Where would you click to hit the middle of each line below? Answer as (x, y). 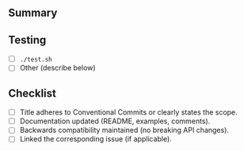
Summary (33, 13)
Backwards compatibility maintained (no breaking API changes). (124, 130)
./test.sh (36, 60)
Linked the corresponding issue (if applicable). (95, 139)
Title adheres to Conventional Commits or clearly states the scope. (128, 112)
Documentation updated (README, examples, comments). (115, 121)
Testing (27, 40)
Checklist (32, 93)
